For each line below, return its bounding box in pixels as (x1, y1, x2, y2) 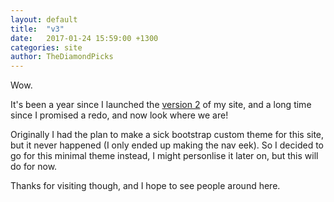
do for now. (10, 161, 58, 173)
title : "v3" (10, 24, 65, 34)
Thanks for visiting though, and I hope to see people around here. (10, 180, 281, 192)
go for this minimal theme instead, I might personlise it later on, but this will (10, 150, 319, 162)
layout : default (10, 14, 78, 25)
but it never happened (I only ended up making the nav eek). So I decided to (10, 139, 324, 151)
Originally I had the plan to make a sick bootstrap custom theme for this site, (10, 129, 325, 141)
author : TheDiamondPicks (10, 52, 114, 62)
